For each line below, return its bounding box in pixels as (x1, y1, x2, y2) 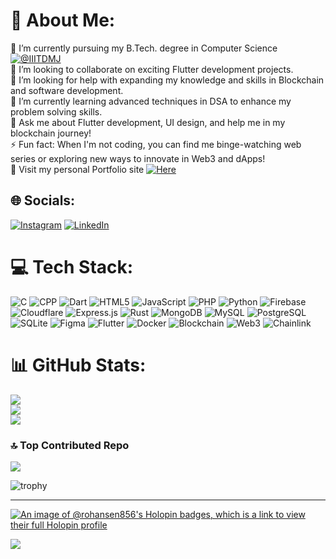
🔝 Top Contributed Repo (10, 438, 130, 452)
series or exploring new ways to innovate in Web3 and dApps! (10, 152, 266, 164)
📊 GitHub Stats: (10, 354, 147, 376)
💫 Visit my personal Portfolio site (10, 163, 145, 175)
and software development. (10, 84, 124, 96)
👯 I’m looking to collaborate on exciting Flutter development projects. (10, 63, 294, 75)
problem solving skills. (10, 105, 103, 118)
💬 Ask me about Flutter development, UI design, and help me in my (10, 116, 286, 128)
